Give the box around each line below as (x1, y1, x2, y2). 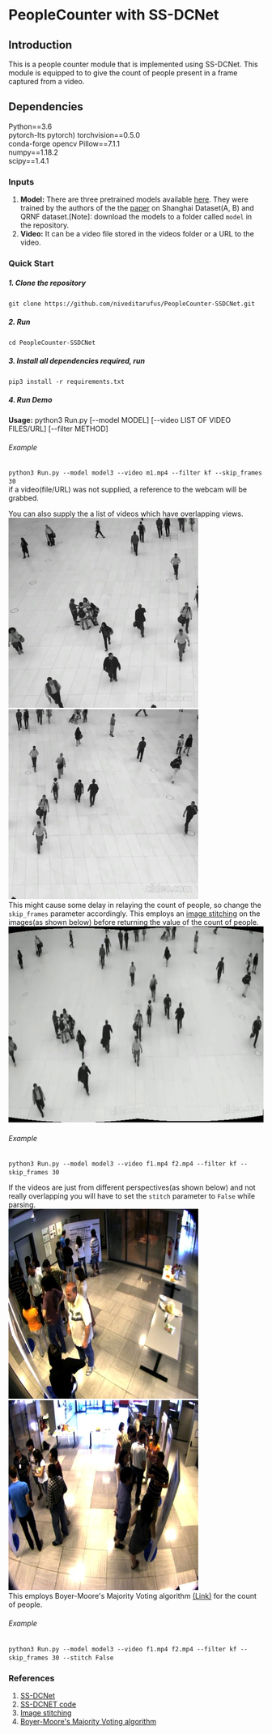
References (8, 1672, 55, 1684)
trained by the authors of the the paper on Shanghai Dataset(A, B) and (19, 203, 255, 213)
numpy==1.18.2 (8, 147, 59, 157)
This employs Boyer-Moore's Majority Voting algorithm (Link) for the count (8, 1591, 257, 1601)
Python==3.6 (8, 121, 53, 131)
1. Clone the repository (8, 278, 87, 288)
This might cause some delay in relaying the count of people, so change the (8, 901, 261, 910)
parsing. (8, 1200, 36, 1210)
